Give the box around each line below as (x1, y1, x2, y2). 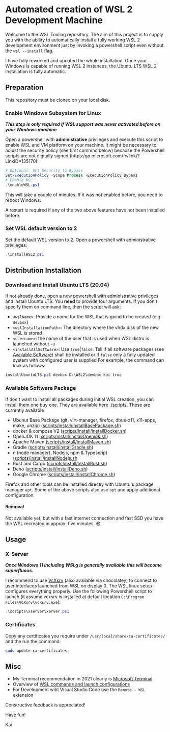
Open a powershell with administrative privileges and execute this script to (5, 136, 163, 143)
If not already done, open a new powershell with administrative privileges (5, 293, 159, 299)
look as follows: (12, 363, 46, 369)
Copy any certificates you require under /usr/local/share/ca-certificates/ (5, 632, 165, 639)
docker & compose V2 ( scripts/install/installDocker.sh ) (12, 428, 127, 434)
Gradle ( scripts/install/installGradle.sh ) (12, 444, 94, 450)
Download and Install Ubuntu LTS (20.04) (5, 281, 109, 289)
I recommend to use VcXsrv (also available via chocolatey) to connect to (5, 577, 157, 583)
